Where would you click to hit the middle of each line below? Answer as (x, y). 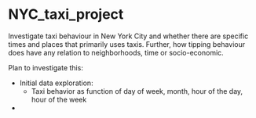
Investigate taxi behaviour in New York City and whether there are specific (128, 36)
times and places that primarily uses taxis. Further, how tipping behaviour (127, 44)
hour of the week (59, 99)
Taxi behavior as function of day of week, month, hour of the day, (137, 91)
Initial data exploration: (56, 83)
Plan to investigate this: (46, 67)
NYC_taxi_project (66, 14)
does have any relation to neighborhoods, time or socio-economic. (116, 52)
